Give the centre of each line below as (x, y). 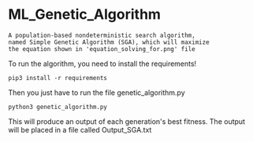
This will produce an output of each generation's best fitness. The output (127, 121)
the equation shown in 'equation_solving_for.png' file (102, 49)
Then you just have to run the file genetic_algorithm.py (97, 93)
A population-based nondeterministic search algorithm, (102, 35)
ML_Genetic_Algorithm (85, 15)
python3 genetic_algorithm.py (58, 107)
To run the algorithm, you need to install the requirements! (102, 64)
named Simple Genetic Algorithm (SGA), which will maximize (109, 42)
